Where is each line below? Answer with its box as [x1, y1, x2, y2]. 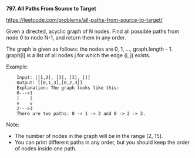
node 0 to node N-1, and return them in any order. [6, 34, 126, 41]
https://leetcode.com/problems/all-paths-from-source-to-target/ [6, 17, 163, 23]
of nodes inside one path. [14, 145, 77, 152]
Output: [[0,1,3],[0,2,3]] [16, 80, 83, 85]
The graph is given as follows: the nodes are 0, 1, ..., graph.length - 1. [6, 45, 173, 52]
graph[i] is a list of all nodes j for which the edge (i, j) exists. [6, 52, 151, 58]
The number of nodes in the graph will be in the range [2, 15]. [14, 133, 163, 139]
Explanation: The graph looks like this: [16, 85, 119, 91]
